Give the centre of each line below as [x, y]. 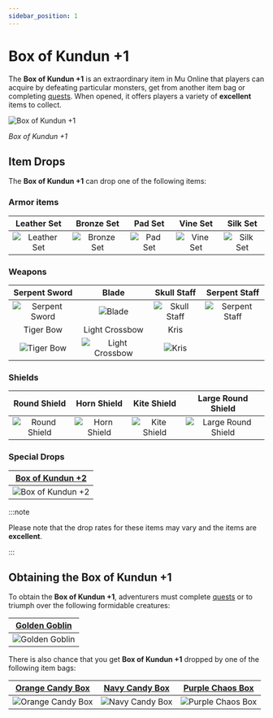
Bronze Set [97, 223]
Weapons [28, 272]
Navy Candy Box [136, 688]
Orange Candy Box [53, 688]
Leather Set [39, 223]
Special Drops [37, 457]
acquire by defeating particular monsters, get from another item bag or [127, 87]
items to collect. [35, 104]
